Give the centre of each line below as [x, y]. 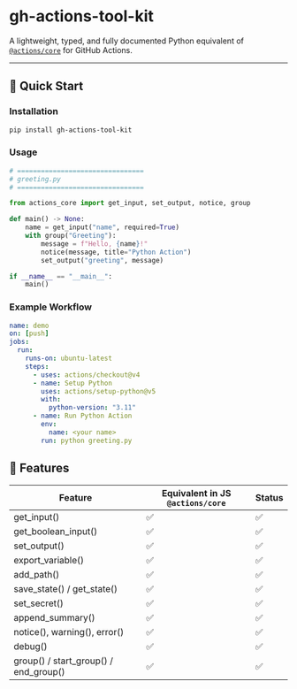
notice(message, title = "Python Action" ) [116, 252]
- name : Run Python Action [82, 416]
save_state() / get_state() [65, 588]
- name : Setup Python [72, 383]
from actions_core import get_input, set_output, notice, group [130, 203]
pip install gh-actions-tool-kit [71, 130]
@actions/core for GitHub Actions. [71, 50]
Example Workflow [51, 307]
